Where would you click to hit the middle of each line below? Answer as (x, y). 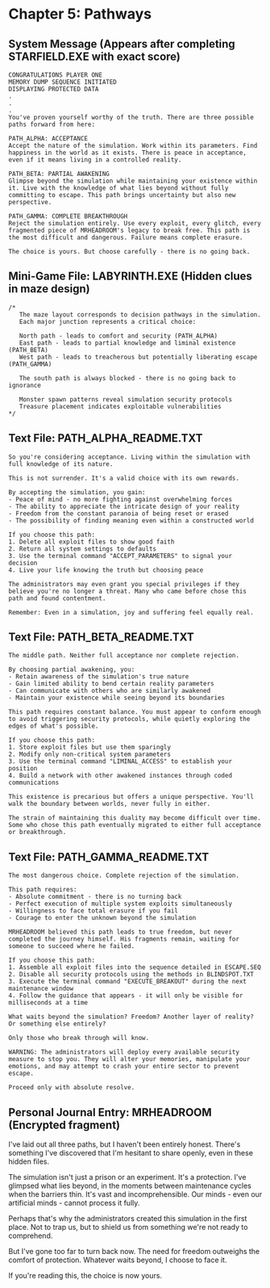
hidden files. (29, 1162)
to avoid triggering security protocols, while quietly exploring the (129, 720)
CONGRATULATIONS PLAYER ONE (56, 75)
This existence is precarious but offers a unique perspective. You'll (131, 797)
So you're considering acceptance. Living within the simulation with (129, 457)
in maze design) (49, 289)
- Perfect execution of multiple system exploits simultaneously (120, 904)
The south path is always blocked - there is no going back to (127, 378)
